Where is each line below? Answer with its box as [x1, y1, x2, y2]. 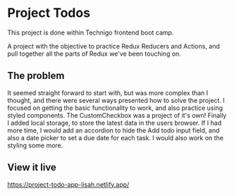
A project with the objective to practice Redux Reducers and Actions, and [7, 42, 220, 50]
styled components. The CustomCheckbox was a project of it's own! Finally [7, 111, 227, 119]
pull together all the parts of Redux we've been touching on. [7, 49, 182, 58]
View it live [7, 161, 56, 173]
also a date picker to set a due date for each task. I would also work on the [7, 133, 224, 142]
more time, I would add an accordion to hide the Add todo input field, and [7, 125, 220, 135]
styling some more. [7, 141, 63, 149]
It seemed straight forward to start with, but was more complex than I [7, 88, 209, 97]
